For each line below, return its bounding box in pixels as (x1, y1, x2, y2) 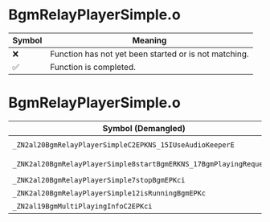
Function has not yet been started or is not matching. (49, 48, 249, 60)
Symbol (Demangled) (102, 122, 186, 134)
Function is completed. (49, 61, 137, 72)
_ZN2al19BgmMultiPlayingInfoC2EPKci (12, 201, 153, 211)
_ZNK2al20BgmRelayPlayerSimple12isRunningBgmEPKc (12, 188, 207, 198)
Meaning (132, 35, 167, 46)
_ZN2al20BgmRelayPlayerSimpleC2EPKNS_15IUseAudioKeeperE (12, 140, 235, 150)
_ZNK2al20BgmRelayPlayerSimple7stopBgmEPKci (12, 175, 186, 184)
